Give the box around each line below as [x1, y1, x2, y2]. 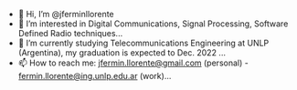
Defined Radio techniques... [17, 28, 123, 38]
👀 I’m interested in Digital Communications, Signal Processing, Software [17, 18, 289, 29]
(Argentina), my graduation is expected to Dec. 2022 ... [17, 47, 227, 58]
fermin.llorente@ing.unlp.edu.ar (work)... [17, 71, 172, 81]
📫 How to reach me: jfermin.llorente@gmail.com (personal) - [17, 57, 249, 68]
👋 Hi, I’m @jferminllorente [17, 9, 114, 19]
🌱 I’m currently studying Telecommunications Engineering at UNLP [17, 37, 270, 48]
